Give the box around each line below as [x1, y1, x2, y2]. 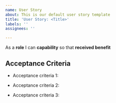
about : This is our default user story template [5, 12, 110, 17]
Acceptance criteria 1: [12, 72, 59, 78]
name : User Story [5, 7, 42, 13]
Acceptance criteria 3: [12, 92, 60, 98]
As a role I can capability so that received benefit [5, 44, 111, 50]
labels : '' [5, 21, 28, 27]
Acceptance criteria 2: [12, 82, 60, 88]
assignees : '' [5, 26, 36, 31]
